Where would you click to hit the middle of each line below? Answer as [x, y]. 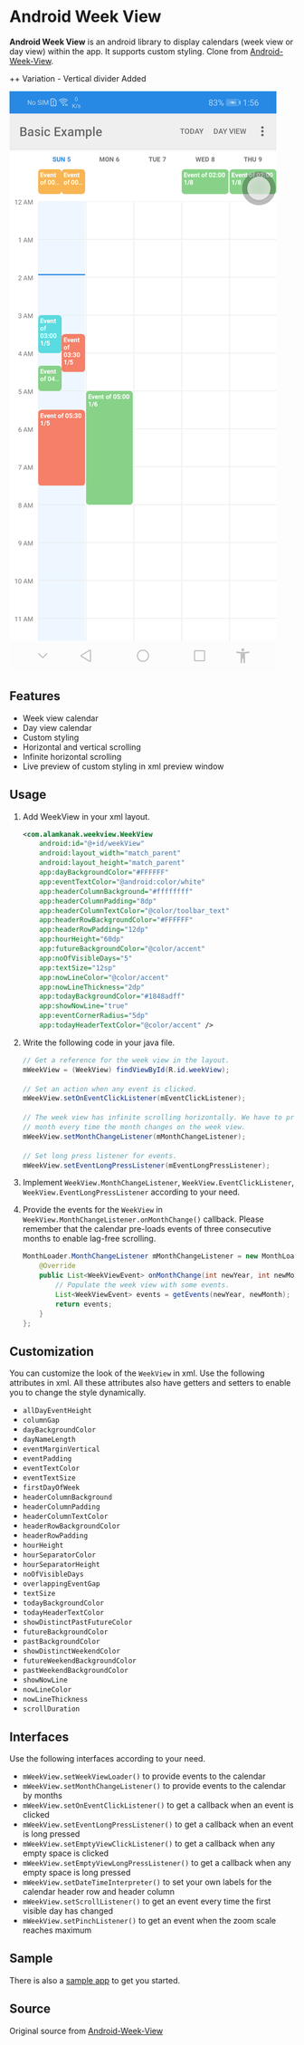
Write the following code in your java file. [99, 1042]
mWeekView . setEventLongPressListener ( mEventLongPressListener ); [146, 1166]
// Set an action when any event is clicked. [109, 1089]
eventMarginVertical [61, 1450]
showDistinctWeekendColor [71, 1651]
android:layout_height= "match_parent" [112, 863]
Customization [52, 1351]
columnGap [41, 1421]
